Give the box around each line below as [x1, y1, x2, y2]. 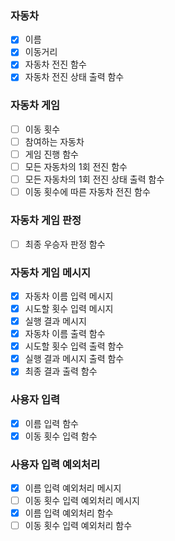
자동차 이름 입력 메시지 [24, 290, 114, 302]
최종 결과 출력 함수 [24, 365, 98, 377]
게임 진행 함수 [24, 148, 79, 160]
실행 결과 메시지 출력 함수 [24, 353, 125, 365]
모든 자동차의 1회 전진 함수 [24, 161, 128, 173]
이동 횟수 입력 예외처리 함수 [24, 520, 133, 532]
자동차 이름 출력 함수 [24, 328, 106, 340]
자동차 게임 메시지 [10, 265, 92, 279]
